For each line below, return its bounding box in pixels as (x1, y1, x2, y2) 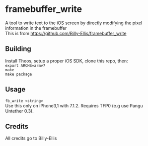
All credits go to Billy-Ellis (5, 135, 57, 142)
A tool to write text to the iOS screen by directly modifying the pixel (5, 20, 143, 26)
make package (5, 72, 32, 77)
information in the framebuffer (5, 25, 67, 31)
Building (5, 45, 31, 53)
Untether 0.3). (5, 108, 34, 114)
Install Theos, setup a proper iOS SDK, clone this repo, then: (5, 58, 128, 64)
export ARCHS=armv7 (5, 63, 46, 68)
